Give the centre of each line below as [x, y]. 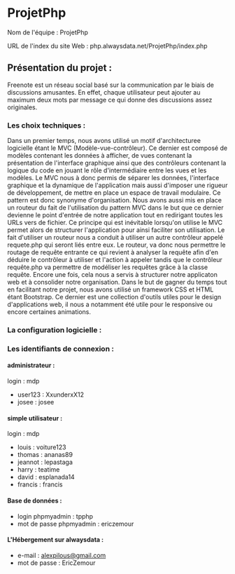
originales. [22, 107]
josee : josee [36, 402]
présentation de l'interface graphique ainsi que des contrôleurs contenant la [117, 163]
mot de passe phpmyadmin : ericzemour [76, 524]
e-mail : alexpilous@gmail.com [62, 555]
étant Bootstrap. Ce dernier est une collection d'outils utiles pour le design [114, 297]
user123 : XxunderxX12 [51, 395]
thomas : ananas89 [45, 455]
